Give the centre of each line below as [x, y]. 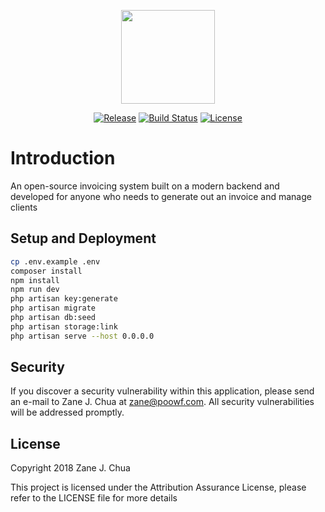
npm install [35, 280]
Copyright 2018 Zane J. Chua [70, 468]
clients [24, 207]
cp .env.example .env [55, 261]
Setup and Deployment [83, 238]
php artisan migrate [53, 308]
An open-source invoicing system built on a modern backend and [145, 186]
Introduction [63, 158]
